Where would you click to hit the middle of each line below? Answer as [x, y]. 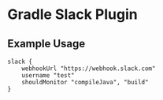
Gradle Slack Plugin [73, 15]
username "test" [48, 76]
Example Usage [46, 44]
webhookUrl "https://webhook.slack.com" [89, 69]
